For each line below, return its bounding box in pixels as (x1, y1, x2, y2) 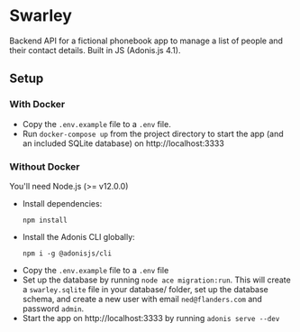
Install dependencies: (22, 198, 103, 208)
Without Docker (9, 160, 80, 172)
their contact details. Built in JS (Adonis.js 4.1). (9, 44, 181, 55)
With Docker (9, 98, 66, 111)
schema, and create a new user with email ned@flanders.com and (22, 293, 263, 304)
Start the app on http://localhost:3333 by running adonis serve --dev (22, 312, 280, 323)
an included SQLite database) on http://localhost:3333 (22, 137, 225, 149)
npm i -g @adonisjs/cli (22, 249, 113, 258)
